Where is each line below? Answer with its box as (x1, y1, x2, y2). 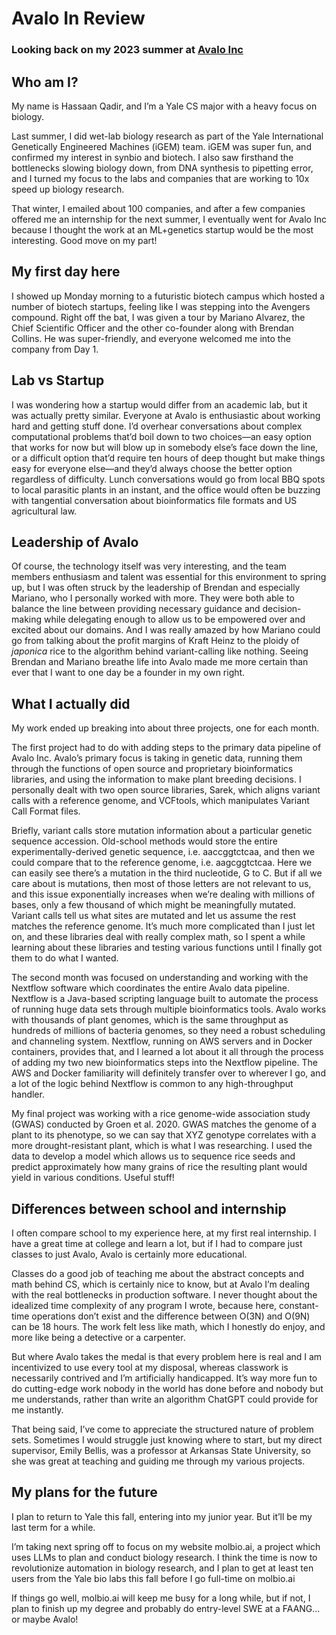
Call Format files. (11, 805, 81, 817)
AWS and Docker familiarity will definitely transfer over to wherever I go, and (11, 1067, 326, 1079)
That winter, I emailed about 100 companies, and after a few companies (11, 202, 306, 214)
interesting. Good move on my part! (11, 234, 158, 246)
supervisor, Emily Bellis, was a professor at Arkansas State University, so (11, 1444, 311, 1456)
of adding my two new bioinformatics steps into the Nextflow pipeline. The (11, 1057, 318, 1069)
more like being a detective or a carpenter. (11, 1331, 186, 1343)
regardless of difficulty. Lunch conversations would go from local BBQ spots (11, 473, 326, 485)
